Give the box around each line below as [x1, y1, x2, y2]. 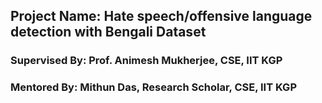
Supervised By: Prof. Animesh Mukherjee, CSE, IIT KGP [10, 54, 283, 68]
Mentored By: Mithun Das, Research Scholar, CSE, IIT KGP [10, 80, 297, 94]
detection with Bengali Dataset [10, 24, 207, 41]
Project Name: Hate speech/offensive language [10, 8, 313, 25]
